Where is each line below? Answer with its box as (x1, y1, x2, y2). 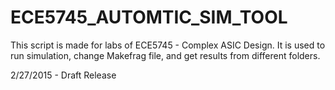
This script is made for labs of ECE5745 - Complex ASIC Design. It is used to (10, 39, 326, 51)
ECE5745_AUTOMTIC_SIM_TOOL (10, 6, 288, 29)
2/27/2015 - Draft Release (10, 69, 117, 81)
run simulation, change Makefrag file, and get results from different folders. (10, 49, 321, 61)
